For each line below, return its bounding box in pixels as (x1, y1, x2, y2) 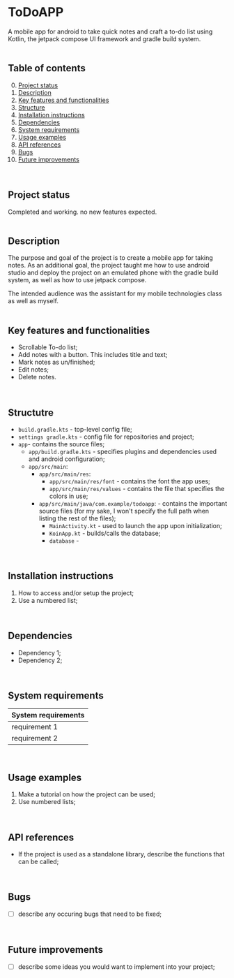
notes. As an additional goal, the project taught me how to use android (8, 261, 210, 270)
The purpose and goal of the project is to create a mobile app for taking (8, 254, 213, 262)
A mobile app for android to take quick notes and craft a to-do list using (8, 27, 213, 36)
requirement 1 (11, 722, 58, 732)
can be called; (17, 857, 59, 866)
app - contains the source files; (17, 440, 105, 448)
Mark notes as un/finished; (17, 358, 95, 367)
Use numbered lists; (17, 798, 76, 806)
